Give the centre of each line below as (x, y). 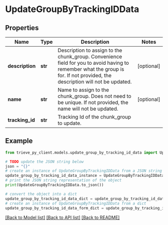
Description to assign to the (90, 50)
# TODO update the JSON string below (44, 162)
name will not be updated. (88, 109)
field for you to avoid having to (93, 63)
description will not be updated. (94, 82)
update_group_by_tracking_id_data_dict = (49, 199)
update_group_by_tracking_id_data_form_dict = (54, 208)
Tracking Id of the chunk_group (94, 117)
